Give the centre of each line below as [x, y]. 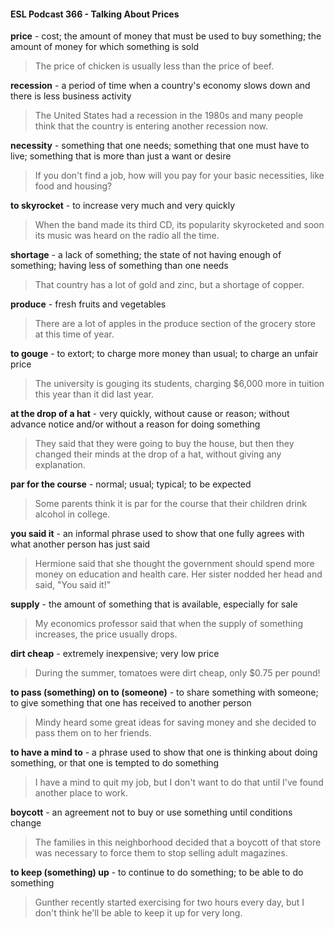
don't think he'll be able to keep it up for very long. [138, 913]
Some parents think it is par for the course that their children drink [170, 504]
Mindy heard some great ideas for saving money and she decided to [175, 722]
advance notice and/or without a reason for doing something [135, 424]
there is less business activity [71, 96]
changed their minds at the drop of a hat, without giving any [158, 454]
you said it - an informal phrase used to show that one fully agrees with [157, 534]
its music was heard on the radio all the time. [127, 236]
